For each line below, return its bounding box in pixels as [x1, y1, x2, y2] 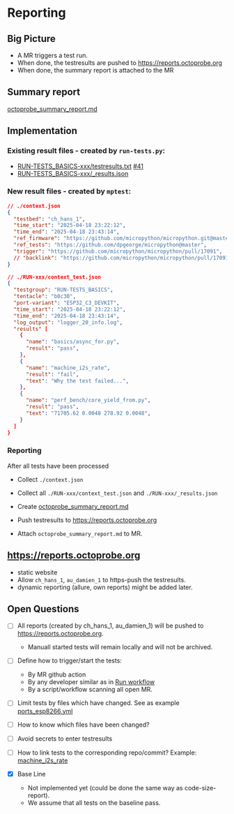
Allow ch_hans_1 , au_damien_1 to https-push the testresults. [17, 575, 186, 584]
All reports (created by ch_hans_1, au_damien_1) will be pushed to [17, 621, 204, 630]
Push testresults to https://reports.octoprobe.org [17, 515, 157, 524]
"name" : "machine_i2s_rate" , [25, 364, 111, 371]
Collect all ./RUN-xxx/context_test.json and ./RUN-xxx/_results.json [17, 489, 218, 497]
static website [17, 568, 58, 577]
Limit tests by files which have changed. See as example [17, 699, 180, 707]
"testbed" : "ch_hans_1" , [13, 215, 86, 223]
